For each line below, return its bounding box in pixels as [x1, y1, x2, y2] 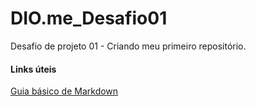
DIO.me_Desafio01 [10, 7, 168, 30]
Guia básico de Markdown [10, 85, 119, 97]
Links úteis [10, 63, 57, 75]
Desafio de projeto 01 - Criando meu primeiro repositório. [10, 40, 247, 52]
